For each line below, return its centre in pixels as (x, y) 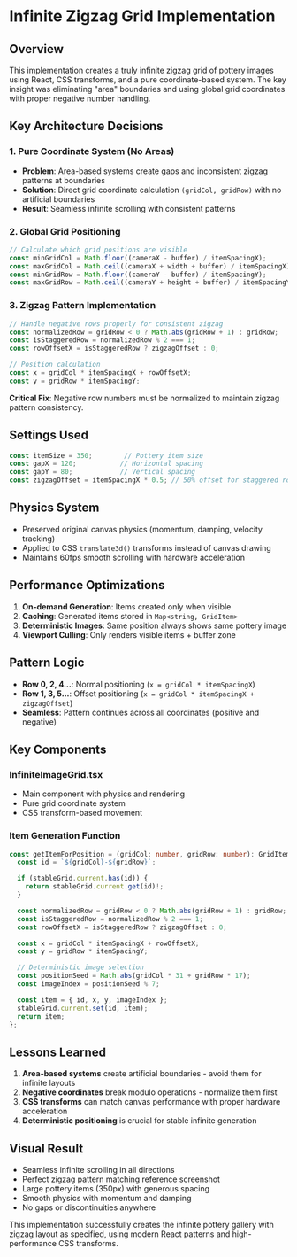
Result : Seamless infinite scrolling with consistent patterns (129, 208)
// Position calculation (55, 365)
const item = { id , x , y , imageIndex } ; (92, 1000)
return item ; (41, 1016)
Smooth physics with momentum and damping (107, 1199)
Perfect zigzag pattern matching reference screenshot (121, 1179)
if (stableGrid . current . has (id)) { (83, 879)
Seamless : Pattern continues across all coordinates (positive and (141, 712)
